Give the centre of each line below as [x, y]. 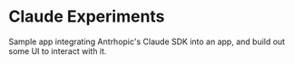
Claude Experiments [87, 17]
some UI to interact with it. [58, 50]
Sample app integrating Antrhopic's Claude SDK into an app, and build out [147, 41]
